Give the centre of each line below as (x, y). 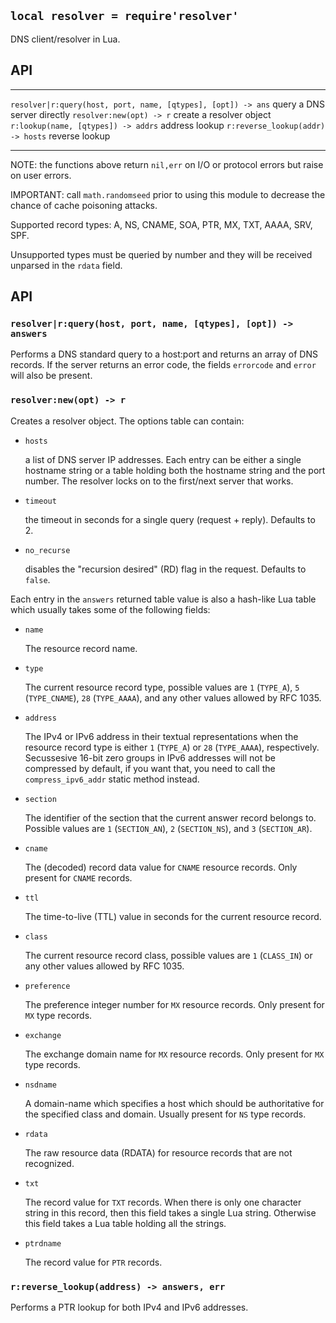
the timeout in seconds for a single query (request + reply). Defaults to (170, 519)
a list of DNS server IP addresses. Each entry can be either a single (163, 459)
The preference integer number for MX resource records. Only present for (174, 1004)
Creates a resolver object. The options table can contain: (127, 421)
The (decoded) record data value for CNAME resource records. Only (161, 867)
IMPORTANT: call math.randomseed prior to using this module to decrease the (168, 194)
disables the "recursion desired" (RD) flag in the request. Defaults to (165, 569)
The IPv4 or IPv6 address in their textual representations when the (161, 736)
